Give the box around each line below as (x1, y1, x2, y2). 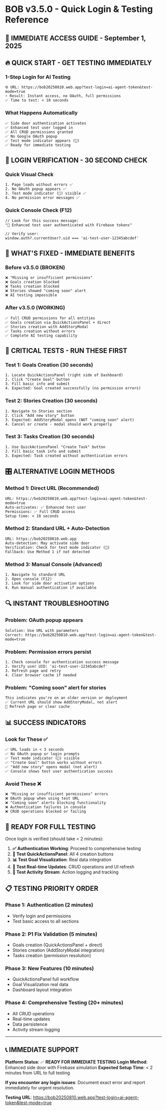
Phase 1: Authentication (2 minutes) (5, 901, 93, 908)
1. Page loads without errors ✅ (5, 182, 73, 187)
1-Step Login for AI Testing (5, 73, 71, 80)
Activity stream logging (12, 1026, 60, 1032)
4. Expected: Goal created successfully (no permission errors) (5, 386, 141, 391)
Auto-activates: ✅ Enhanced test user (5, 504, 86, 510)
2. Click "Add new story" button (5, 413, 75, 418)
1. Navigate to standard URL (5, 572, 66, 577)
